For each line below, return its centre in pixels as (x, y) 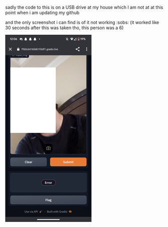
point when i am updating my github (42, 13)
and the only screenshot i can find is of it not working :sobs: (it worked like (82, 22)
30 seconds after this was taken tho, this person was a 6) (64, 28)
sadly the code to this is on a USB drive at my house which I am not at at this (84, 7)
